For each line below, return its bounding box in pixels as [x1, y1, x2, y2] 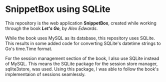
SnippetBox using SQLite [5, 3, 111, 15]
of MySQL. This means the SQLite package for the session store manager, [5, 60, 158, 66]
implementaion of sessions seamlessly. [5, 71, 86, 77]
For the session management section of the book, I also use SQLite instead [5, 55, 159, 61]
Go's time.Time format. [5, 45, 52, 51]
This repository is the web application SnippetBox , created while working [5, 20, 156, 26]
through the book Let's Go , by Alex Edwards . [5, 25, 98, 31]
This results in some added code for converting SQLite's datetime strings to [5, 40, 161, 46]
